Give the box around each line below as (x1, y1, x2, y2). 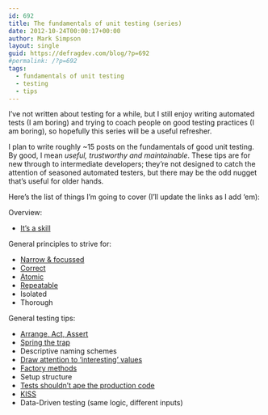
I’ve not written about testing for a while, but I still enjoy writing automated (8, 109, 255, 119)
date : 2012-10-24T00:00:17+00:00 (8, 27, 121, 35)
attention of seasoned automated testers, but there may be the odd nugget (8, 167, 257, 178)
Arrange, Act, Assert (19, 329, 89, 339)
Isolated (19, 289, 47, 299)
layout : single (8, 42, 60, 50)
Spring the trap (19, 337, 71, 348)
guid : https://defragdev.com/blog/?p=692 (8, 49, 150, 57)
